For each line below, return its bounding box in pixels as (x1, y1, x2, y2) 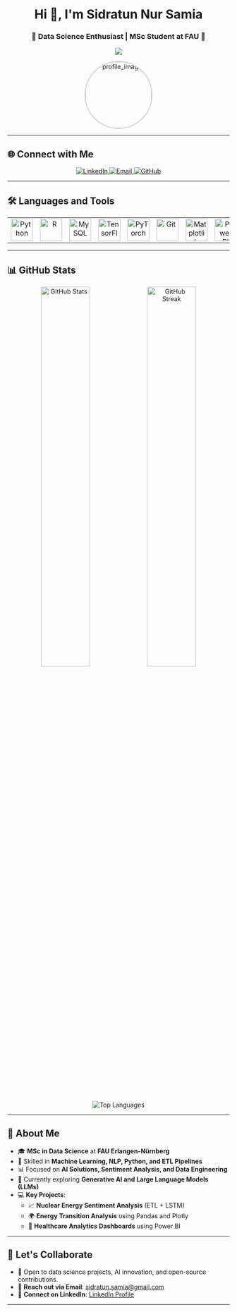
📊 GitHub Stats (7, 264, 76, 276)
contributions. (17, 1275, 59, 1283)
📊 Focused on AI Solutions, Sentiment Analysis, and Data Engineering (17, 1165, 228, 1173)
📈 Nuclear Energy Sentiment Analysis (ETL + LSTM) (28, 1201, 185, 1209)
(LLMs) (17, 1182, 39, 1191)
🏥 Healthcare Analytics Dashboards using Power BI (28, 1222, 181, 1230)
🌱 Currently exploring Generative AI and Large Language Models (17, 1174, 209, 1184)
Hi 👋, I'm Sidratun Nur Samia (34, 6, 203, 23)
